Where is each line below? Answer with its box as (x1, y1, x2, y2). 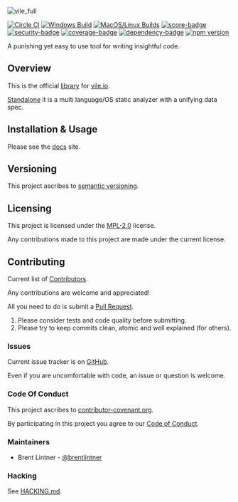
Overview (7, 63, 52, 75)
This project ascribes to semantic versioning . (7, 182, 139, 190)
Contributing (7, 256, 65, 268)
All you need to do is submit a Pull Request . (7, 303, 134, 311)
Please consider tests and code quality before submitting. (17, 316, 187, 325)
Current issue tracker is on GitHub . (7, 357, 109, 366)
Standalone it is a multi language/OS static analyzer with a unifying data (7, 95, 218, 103)
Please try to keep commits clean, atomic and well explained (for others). (17, 324, 232, 333)
